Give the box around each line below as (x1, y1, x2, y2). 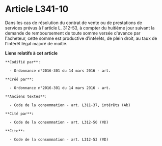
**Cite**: (5, 128, 26, 133)
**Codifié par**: (5, 59, 41, 64)
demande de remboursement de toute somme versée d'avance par (5, 30, 141, 36)
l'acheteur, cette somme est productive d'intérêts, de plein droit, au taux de (5, 35, 157, 41)
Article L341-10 (5, 3, 69, 15)
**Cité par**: (5, 111, 34, 116)
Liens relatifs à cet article (5, 50, 58, 56)
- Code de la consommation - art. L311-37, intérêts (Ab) (9, 102, 131, 108)
